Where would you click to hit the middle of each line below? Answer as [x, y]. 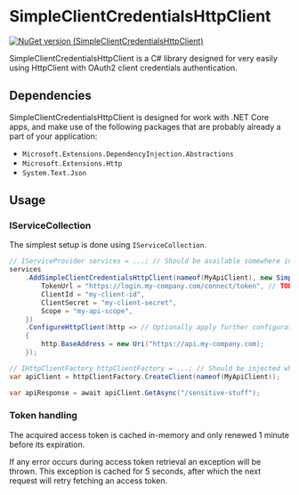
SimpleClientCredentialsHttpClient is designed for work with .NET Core [139, 117]
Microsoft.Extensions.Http [72, 163]
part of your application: [53, 136]
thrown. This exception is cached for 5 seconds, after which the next [135, 471]
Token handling [44, 416]
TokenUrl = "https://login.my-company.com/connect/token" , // [159, 287]
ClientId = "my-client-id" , [93, 294]
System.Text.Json [54, 173]
